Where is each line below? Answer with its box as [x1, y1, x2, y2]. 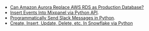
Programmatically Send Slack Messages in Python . [10, 15, 115, 20]
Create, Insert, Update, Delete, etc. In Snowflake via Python [10, 20, 133, 26]
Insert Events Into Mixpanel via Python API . [10, 9, 99, 15]
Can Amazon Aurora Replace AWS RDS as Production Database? [10, 4, 144, 10]
